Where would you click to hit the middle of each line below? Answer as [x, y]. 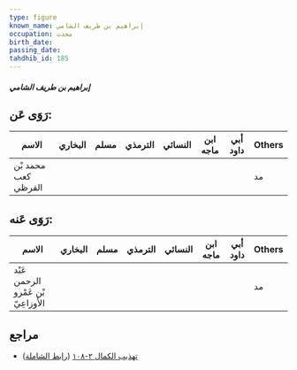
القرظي [28, 188]
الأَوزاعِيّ [30, 304]
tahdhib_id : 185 [39, 58]
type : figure [33, 17]
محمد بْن [30, 166]
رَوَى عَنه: [31, 219]
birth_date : [31, 42]
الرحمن [27, 281]
